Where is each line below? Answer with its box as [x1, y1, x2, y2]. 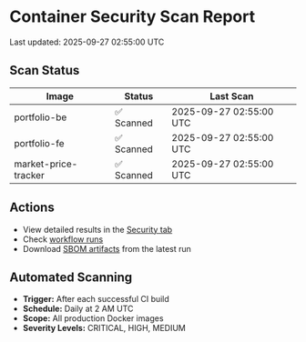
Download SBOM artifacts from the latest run [22, 243, 191, 254]
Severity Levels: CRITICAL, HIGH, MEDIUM [22, 323, 187, 334]
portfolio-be [14, 111, 67, 124]
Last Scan [209, 89, 254, 102]
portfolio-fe [14, 136, 66, 149]
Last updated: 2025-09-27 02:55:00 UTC [9, 36, 165, 47]
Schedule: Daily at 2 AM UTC [22, 303, 134, 315]
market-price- [14, 157, 78, 170]
